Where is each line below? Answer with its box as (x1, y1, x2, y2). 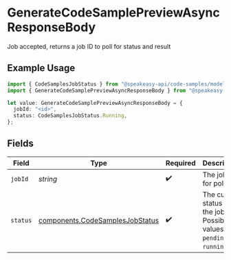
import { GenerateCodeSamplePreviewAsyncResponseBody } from (7, 87, 186, 94)
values (202, 224, 224, 234)
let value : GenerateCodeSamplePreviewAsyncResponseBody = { (7, 99, 184, 106)
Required (165, 158, 196, 168)
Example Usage (7, 62, 76, 74)
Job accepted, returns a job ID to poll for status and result (7, 42, 171, 50)
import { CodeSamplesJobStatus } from (7, 81, 118, 88)
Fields (7, 138, 34, 150)
